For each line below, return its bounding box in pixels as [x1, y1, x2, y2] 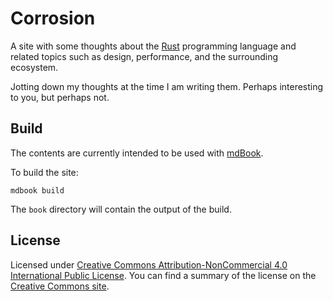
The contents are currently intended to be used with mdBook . [10, 147, 264, 159]
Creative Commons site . [10, 280, 110, 292]
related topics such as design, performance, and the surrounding [10, 50, 279, 62]
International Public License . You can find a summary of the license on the [10, 269, 317, 281]
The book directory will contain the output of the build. [10, 203, 232, 215]
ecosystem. [10, 61, 59, 73]
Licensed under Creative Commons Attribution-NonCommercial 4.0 [10, 258, 288, 271]
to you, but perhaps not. [10, 91, 110, 103]
